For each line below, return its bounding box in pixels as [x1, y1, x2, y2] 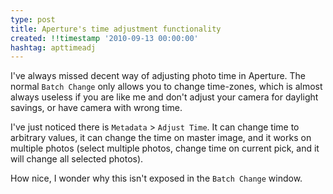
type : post [10, 14, 56, 25]
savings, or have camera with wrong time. [10, 102, 183, 114]
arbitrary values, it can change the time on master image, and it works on [10, 132, 312, 144]
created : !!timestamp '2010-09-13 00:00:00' [10, 33, 199, 43]
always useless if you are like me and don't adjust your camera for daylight [10, 91, 319, 103]
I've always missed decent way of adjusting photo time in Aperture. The [10, 70, 307, 82]
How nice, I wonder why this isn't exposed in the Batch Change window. [10, 172, 303, 185]
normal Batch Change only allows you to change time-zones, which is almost [10, 81, 323, 93]
